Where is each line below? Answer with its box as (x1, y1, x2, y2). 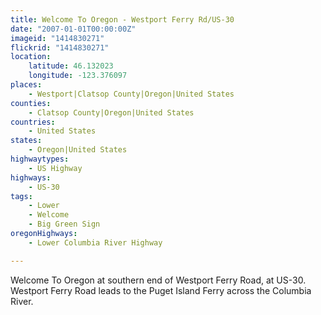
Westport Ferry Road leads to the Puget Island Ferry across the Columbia (10, 284, 312, 296)
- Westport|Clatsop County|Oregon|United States (28, 89, 235, 99)
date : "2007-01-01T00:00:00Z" (10, 24, 137, 34)
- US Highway (28, 163, 83, 173)
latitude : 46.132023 (28, 61, 114, 71)
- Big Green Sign (28, 219, 101, 230)
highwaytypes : (10, 154, 70, 164)
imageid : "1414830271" (10, 33, 105, 43)
